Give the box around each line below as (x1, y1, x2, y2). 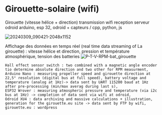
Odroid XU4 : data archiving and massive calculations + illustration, (5, 97, 153, 101)
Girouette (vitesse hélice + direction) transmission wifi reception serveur (5, 19, 150, 25)
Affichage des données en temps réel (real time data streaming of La (5, 43, 143, 49)
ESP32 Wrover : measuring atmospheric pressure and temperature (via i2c (5, 88, 158, 93)
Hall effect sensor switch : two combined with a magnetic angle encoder (5, 63, 158, 68)
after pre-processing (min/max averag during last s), (5, 84, 118, 89)
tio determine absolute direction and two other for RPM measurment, (5, 67, 149, 72)
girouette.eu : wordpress (5, 105, 57, 110)
